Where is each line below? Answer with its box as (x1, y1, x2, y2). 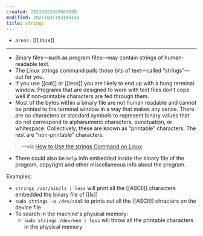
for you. (24, 73, 44, 80)
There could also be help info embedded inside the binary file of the (14, 155, 185, 162)
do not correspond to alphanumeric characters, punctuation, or (14, 119, 173, 126)
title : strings (6, 20, 45, 26)
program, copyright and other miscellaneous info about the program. (14, 161, 186, 168)
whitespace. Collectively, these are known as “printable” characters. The (14, 125, 196, 132)
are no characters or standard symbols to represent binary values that (14, 112, 190, 119)
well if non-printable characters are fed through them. (14, 93, 149, 100)
